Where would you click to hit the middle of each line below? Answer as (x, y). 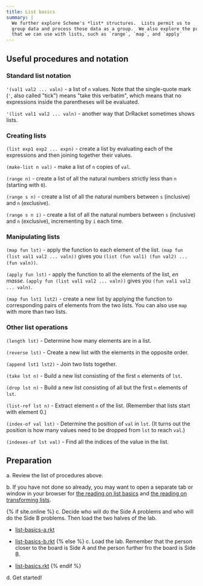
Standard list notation (39, 76)
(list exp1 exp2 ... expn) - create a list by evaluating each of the (90, 149)
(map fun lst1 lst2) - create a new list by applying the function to (89, 299)
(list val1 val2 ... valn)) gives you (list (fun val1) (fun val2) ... (97, 256)
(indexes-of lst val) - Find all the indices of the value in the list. (88, 442)
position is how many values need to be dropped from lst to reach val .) (96, 430)
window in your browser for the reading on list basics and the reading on (97, 493)
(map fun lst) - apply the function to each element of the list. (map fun (95, 250)
